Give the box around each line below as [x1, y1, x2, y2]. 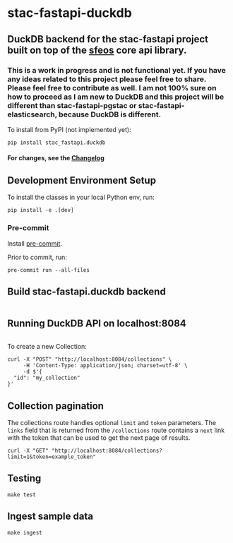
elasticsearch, [7, 109, 58, 119]
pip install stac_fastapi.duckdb [7, 139, 106, 146]
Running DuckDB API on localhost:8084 [7, 317, 187, 329]
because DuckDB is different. [59, 109, 161, 119]
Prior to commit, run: [7, 253, 67, 261]
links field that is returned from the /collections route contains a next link [7, 426, 225, 435]
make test [7, 491, 37, 499]
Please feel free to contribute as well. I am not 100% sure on [7, 83, 217, 93]
